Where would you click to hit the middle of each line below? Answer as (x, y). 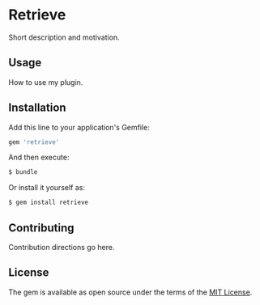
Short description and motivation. (64, 37)
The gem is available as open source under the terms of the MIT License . (130, 292)
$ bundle (23, 172)
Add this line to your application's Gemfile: (79, 127)
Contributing (41, 228)
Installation (37, 108)
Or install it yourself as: (47, 188)
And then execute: (39, 157)
